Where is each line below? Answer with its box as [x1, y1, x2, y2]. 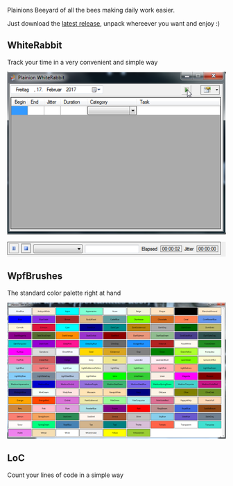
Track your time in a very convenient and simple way [7, 58, 158, 66]
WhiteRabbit [7, 40, 62, 51]
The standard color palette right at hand [7, 289, 121, 297]
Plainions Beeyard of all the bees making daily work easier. [7, 6, 175, 14]
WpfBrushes [7, 270, 63, 282]
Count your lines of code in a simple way [7, 471, 123, 479]
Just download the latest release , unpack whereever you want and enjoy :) [7, 19, 221, 27]
